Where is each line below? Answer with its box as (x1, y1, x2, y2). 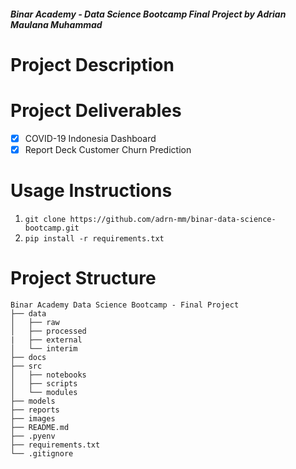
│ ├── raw (10, 317, 60, 327)
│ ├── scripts (10, 378, 78, 389)
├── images (10, 413, 56, 424)
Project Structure (10, 266, 157, 289)
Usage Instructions (10, 180, 173, 202)
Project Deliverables (10, 99, 182, 122)
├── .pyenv (10, 431, 56, 441)
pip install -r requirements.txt (24, 233, 165, 244)
